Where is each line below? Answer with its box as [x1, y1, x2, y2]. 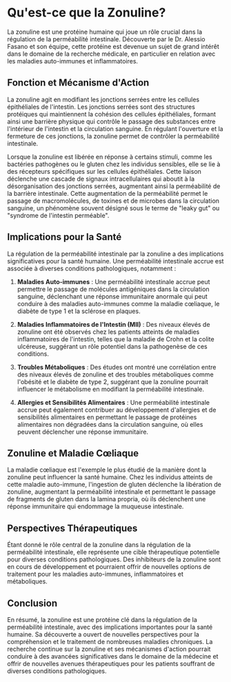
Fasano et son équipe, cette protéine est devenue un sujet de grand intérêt [7, 42, 219, 50]
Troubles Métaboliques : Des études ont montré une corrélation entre [17, 363, 217, 371]
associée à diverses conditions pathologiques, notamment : [7, 264, 177, 272]
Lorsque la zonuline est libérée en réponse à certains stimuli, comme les [7, 152, 212, 161]
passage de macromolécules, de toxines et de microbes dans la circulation [7, 197, 219, 205]
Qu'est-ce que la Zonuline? [7, 5, 166, 21]
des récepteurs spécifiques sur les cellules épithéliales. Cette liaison [7, 167, 202, 175]
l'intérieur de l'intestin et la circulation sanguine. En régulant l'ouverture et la [7, 124, 223, 132]
